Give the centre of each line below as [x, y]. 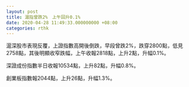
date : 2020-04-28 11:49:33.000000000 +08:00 [62, 22]
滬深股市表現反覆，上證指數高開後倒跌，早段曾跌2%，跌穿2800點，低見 [95, 46]
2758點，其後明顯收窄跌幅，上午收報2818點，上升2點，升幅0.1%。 [88, 53]
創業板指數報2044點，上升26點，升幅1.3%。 [61, 78]
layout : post [22, 12]
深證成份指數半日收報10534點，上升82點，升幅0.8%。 [73, 66]
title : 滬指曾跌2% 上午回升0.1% [44, 17]
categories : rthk [28, 28]
